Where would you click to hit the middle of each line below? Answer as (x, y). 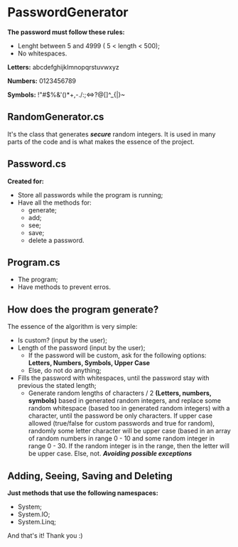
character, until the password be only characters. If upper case (120, 416)
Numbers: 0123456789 (42, 81)
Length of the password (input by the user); (81, 348)
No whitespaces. (42, 53)
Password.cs (37, 164)
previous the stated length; (57, 386)
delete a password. (56, 240)
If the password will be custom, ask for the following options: (117, 355)
